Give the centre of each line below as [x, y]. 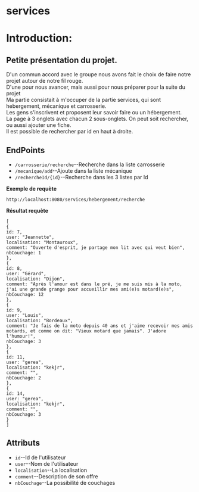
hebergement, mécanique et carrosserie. [56, 106]
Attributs [23, 443]
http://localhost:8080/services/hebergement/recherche [76, 200]
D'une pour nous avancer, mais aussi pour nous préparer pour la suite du [96, 87]
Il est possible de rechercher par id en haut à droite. [70, 132]
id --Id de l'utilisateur [40, 457]
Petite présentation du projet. [62, 60]
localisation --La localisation [51, 470]
